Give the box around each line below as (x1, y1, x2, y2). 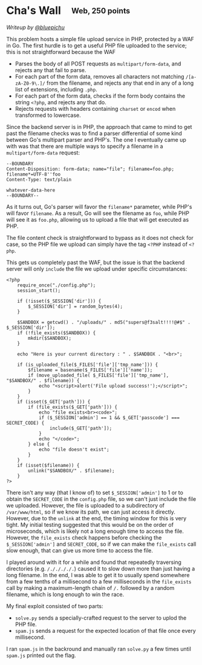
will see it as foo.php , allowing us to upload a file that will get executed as (6, 216, 189, 223)
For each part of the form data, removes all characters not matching (15, 73, 184, 80)
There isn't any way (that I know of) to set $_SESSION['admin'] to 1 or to (6, 489, 183, 496)
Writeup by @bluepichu (6, 24, 65, 31)
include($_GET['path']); (49, 425, 112, 431)
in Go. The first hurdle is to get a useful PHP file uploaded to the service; (6, 42, 187, 49)
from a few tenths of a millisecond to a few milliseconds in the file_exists (6, 578, 192, 585)
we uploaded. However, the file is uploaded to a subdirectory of (6, 501, 165, 509)
